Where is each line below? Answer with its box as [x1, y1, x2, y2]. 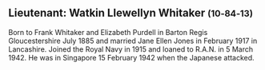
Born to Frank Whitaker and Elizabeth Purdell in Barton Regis [8, 27, 208, 37]
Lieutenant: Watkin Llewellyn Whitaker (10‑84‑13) [8, 6, 254, 20]
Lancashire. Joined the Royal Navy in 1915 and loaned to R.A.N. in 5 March [8, 44, 254, 54]
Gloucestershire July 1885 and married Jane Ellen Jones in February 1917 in [8, 36, 258, 45]
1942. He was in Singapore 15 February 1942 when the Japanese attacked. [8, 52, 255, 62]
